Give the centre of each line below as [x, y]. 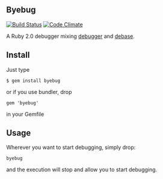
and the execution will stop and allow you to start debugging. [82, 170]
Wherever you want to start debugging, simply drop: [71, 148]
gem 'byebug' [23, 103]
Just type [18, 69]
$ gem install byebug [33, 81]
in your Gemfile [25, 114]
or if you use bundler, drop [39, 92]
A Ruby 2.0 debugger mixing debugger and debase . [71, 36]
